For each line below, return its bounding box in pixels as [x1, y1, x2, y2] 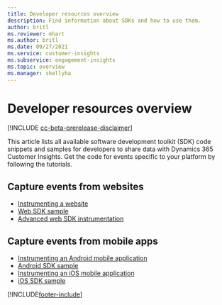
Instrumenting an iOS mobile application [17, 269, 135, 277]
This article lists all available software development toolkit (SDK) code [7, 138, 211, 146]
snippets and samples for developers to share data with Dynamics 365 [7, 145, 214, 153]
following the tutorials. [7, 160, 72, 169]
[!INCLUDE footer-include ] [7, 290, 83, 299]
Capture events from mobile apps [7, 235, 158, 247]
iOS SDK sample [17, 277, 66, 285]
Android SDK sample [17, 262, 79, 270]
